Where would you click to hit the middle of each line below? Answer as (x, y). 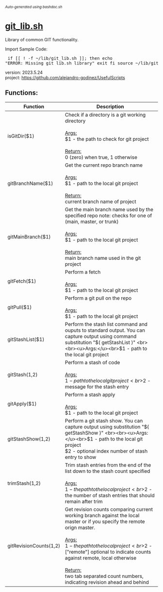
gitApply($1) (22, 404)
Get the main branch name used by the (109, 209)
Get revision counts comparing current (109, 509)
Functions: (22, 93)
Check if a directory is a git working (105, 115)
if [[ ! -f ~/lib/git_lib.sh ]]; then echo (60, 58)
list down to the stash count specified (107, 471)
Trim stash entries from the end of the (108, 465)
